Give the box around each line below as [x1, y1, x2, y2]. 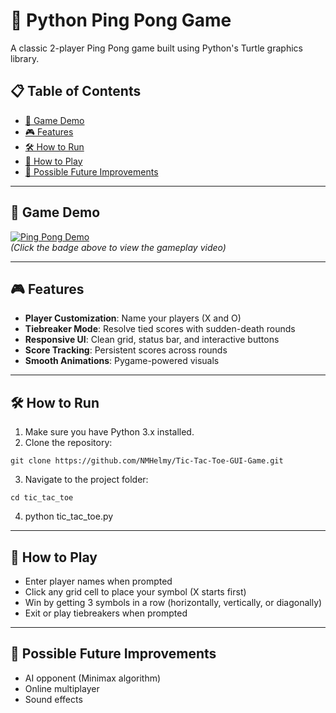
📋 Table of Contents [10, 83, 142, 100]
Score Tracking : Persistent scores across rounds [24, 344, 228, 356]
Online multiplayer [24, 682, 100, 694]
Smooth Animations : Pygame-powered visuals [24, 355, 220, 367]
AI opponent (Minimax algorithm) [24, 672, 162, 684]
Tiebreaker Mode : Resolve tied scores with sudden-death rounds [24, 323, 296, 335]
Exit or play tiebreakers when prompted [24, 607, 188, 619]
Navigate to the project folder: [24, 474, 149, 486]
